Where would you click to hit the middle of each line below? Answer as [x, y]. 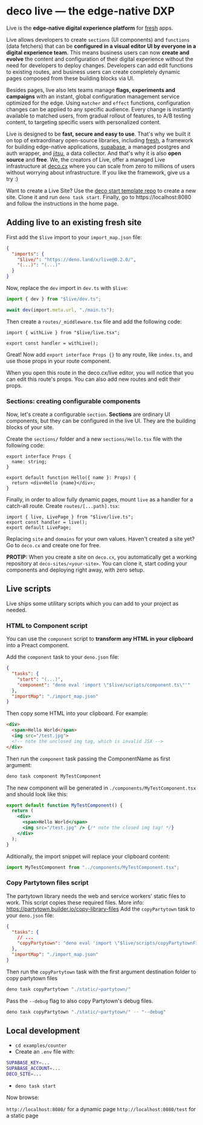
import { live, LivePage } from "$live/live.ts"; [70, 517]
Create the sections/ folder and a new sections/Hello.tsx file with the [94, 439]
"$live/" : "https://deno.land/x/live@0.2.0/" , [77, 259]
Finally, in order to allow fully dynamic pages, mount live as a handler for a [100, 500]
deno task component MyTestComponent [54, 776]
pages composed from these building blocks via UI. [70, 78]
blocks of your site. [30, 427]
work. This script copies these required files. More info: [75, 902]
